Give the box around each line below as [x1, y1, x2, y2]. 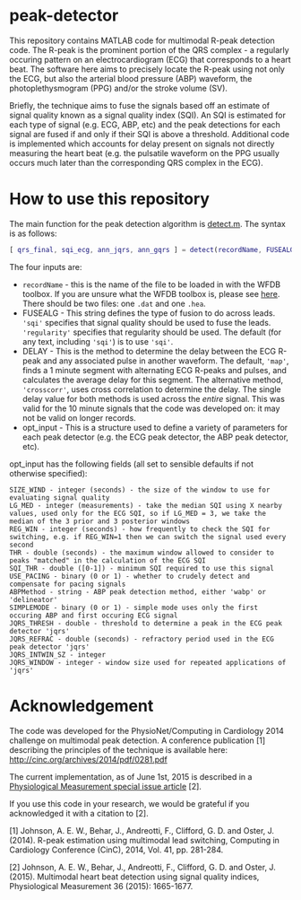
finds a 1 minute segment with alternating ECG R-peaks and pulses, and [21, 364, 287, 375]
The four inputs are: [9, 261, 82, 272]
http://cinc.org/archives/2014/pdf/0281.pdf [9, 754, 168, 765]
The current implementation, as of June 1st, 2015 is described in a [9, 771, 253, 782]
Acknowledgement [9, 695, 154, 716]
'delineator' [9, 595, 58, 604]
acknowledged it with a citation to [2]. [9, 808, 150, 818]
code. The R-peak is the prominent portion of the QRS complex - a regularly [9, 44, 289, 55]
